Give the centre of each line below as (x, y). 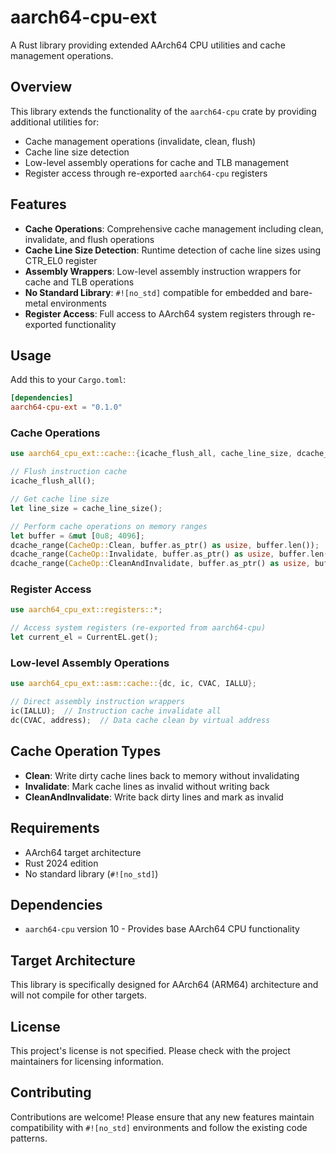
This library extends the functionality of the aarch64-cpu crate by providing (163, 111)
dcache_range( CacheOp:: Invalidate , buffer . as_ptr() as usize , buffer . (160, 554)
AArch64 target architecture (83, 852)
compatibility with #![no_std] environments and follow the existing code (159, 1127)
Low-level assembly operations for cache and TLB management (156, 162)
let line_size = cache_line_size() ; (86, 508)
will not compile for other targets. (79, 995)
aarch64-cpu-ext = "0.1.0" (66, 407)
